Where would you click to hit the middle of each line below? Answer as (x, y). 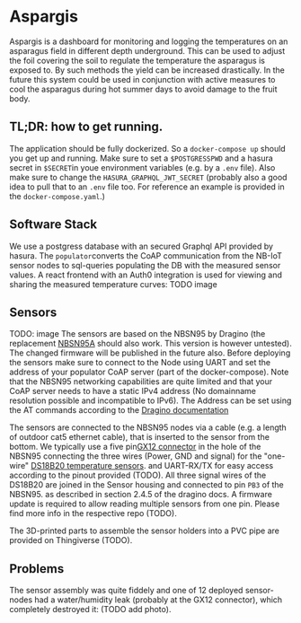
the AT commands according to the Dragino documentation (119, 410)
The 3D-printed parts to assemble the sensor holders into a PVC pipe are (145, 531)
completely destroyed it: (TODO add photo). (90, 610)
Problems (37, 569)
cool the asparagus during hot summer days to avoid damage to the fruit (143, 89)
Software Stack (53, 225)
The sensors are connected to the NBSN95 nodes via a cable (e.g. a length (148, 427)
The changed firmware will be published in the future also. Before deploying (150, 353)
